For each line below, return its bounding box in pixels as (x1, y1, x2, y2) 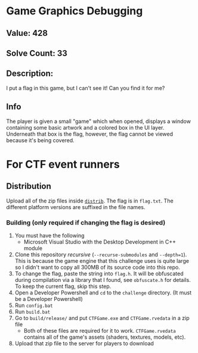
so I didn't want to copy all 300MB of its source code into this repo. (14, 263, 180, 271)
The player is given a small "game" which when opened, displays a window (6, 118, 191, 125)
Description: (6, 69, 54, 79)
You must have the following (14, 232, 85, 239)
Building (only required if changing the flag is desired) (6, 218, 166, 226)
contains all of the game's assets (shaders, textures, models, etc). (23, 333, 186, 340)
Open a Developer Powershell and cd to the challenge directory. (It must (14, 288, 192, 296)
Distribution (6, 181, 52, 192)
